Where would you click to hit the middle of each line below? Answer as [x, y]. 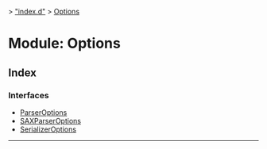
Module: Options [64, 44]
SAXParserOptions [50, 120]
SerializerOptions [48, 129]
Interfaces [29, 95]
